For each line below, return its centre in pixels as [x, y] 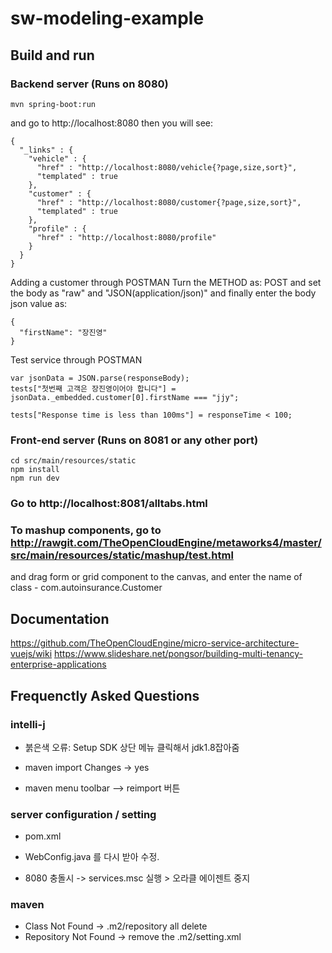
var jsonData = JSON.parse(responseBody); [100, 378]
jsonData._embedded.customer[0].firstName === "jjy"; [125, 397]
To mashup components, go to [86, 530]
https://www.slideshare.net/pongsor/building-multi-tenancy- [179, 654]
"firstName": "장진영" [63, 332]
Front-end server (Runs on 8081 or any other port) [134, 440]
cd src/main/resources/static [73, 461]
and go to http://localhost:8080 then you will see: [111, 123]
